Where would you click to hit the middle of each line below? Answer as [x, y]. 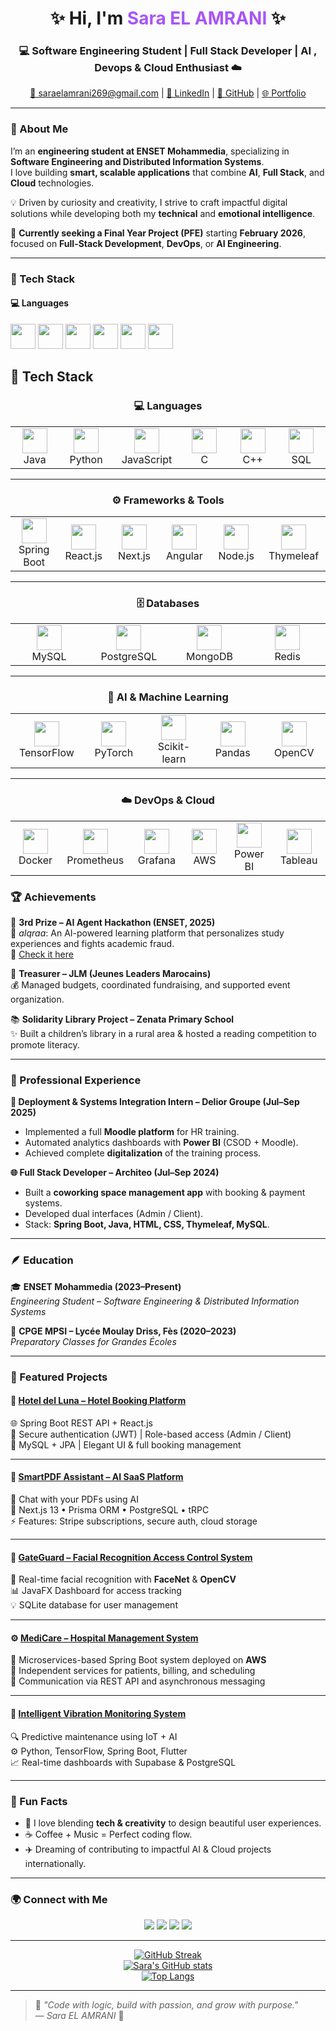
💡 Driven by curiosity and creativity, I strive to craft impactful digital [149, 202]
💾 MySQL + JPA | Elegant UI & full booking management [126, 1444]
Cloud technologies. [52, 183]
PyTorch [114, 753]
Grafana [156, 860]
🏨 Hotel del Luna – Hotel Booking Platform [98, 1401]
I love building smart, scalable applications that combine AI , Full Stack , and [167, 172]
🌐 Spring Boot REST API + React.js [81, 1423]
